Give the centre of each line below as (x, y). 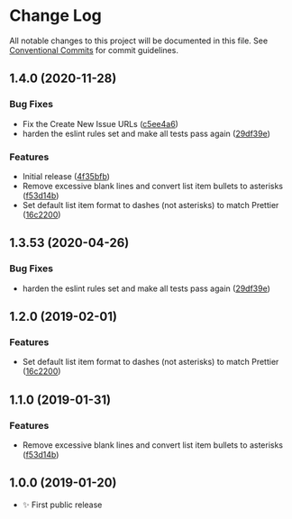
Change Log (55, 16)
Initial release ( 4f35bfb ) (66, 176)
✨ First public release (62, 505)
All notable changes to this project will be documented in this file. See (139, 41)
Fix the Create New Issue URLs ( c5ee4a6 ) (100, 123)
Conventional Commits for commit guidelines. (94, 50)
